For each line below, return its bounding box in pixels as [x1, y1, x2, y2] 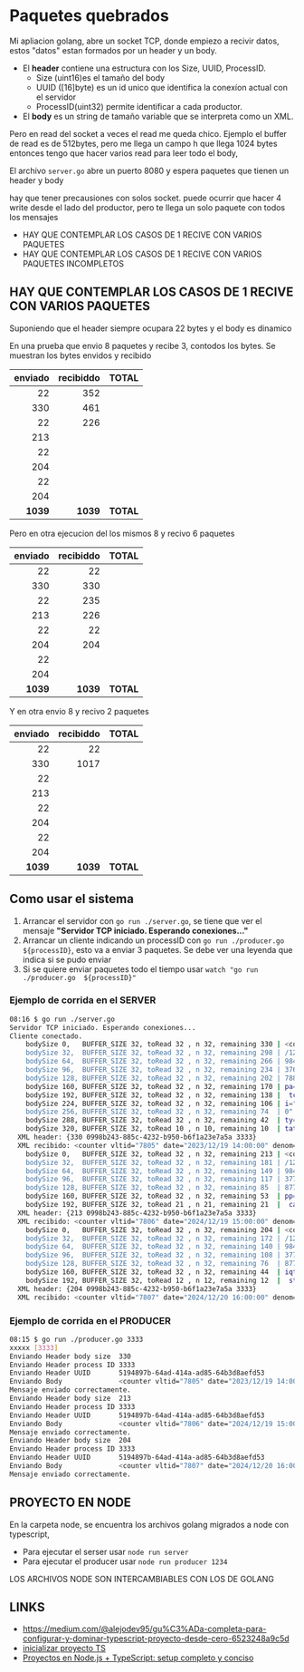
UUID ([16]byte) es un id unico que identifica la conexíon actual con [35, 82, 288, 92]
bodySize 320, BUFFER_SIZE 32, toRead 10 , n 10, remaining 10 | [25, 1124, 281, 1133]
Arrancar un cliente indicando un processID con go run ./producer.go [22, 935, 285, 946]
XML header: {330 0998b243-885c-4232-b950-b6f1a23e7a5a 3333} [17, 1132, 257, 1142]
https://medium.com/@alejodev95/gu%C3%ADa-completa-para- [22, 1624, 267, 1635]
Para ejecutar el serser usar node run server [22, 1546, 189, 1557]
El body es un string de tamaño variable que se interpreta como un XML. [22, 111, 294, 122]
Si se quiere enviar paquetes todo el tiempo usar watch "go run [22, 963, 259, 975]
